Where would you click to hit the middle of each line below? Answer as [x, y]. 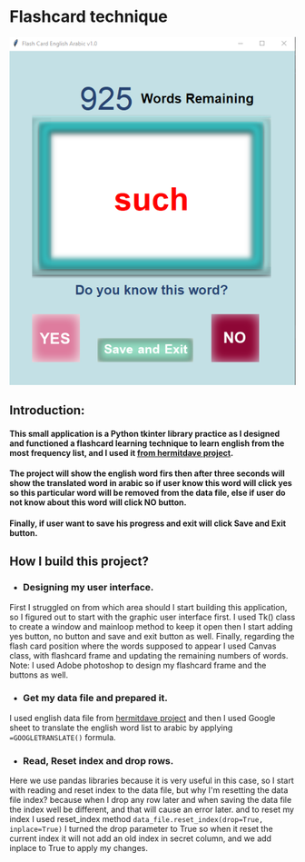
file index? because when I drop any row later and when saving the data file [151, 800]
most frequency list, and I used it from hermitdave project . [122, 452]
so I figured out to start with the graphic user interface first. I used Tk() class [152, 617]
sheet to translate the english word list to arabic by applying [121, 728]
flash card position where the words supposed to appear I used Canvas [143, 646]
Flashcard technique [89, 17]
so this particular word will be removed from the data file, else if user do [148, 493]
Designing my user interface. [88, 588]
